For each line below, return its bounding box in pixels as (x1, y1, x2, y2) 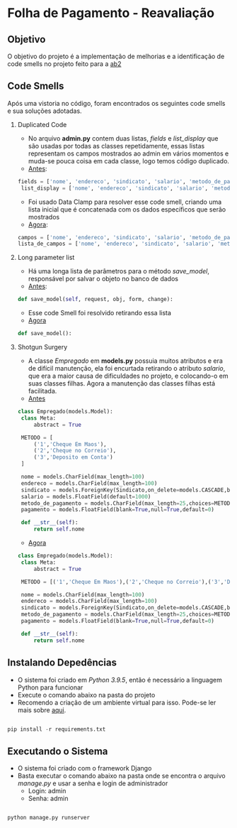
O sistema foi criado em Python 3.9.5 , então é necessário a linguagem (17, 675, 223, 684)
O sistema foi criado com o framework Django (17, 764, 152, 773)
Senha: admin (28, 794, 69, 803)
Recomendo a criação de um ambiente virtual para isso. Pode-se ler (17, 698, 216, 707)
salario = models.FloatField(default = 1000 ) (21, 493, 151, 500)
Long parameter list (17, 254, 75, 262)
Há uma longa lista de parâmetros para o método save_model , (28, 267, 210, 276)
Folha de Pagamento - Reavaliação (7, 5, 214, 21)
